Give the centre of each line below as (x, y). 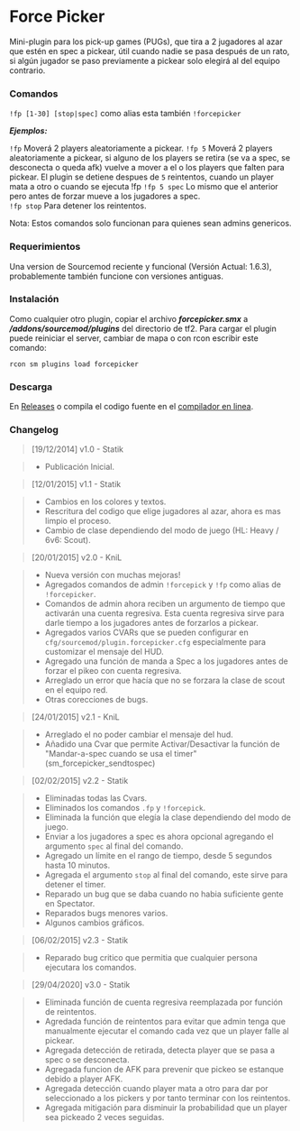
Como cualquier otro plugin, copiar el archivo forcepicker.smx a (129, 318)
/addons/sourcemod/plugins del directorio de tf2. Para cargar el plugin (143, 328)
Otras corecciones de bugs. (96, 700)
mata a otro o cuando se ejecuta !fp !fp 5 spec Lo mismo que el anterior (144, 187)
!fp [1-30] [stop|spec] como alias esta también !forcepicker (125, 114)
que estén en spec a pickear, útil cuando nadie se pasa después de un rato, (150, 51)
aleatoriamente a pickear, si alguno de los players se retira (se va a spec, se (150, 158)
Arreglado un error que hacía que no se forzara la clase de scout (165, 680)
